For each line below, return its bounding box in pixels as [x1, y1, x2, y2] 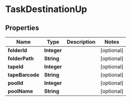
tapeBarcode [8, 71, 39, 78]
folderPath [8, 55, 34, 62]
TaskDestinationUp [5, 4, 87, 15]
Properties [5, 24, 39, 32]
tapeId [8, 63, 24, 70]
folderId [8, 47, 28, 54]
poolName [8, 88, 33, 94]
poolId [8, 79, 24, 86]
